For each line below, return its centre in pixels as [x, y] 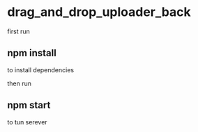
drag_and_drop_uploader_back [99, 12]
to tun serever [27, 122]
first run [18, 31]
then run [20, 83]
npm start [29, 105]
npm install [32, 53]
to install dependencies [41, 69]
